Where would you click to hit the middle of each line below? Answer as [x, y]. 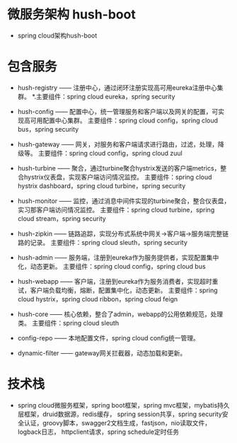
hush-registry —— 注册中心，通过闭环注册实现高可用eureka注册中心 [117, 87]
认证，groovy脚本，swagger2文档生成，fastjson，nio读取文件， [117, 422]
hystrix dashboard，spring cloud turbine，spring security [102, 185]
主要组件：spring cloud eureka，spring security [105, 96]
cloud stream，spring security [62, 218]
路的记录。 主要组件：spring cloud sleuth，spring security [102, 242]
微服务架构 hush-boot [71, 15]
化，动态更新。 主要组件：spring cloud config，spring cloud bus [112, 266]
